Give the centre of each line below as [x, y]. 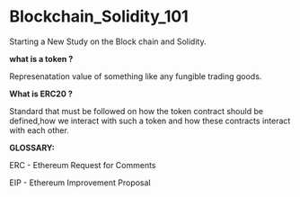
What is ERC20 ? [41, 94]
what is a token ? [41, 58]
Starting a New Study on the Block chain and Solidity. [108, 41]
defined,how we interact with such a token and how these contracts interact [150, 121]
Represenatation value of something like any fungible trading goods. [136, 76]
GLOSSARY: [32, 148]
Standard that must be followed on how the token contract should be [136, 111]
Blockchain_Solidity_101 [99, 17]
